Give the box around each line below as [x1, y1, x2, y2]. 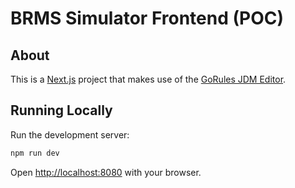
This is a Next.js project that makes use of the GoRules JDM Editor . [10, 73, 287, 85]
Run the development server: [10, 128, 130, 141]
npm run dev [10, 148, 60, 158]
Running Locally [10, 102, 113, 119]
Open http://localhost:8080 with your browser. [10, 166, 202, 178]
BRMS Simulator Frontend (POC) [10, 7, 285, 30]
